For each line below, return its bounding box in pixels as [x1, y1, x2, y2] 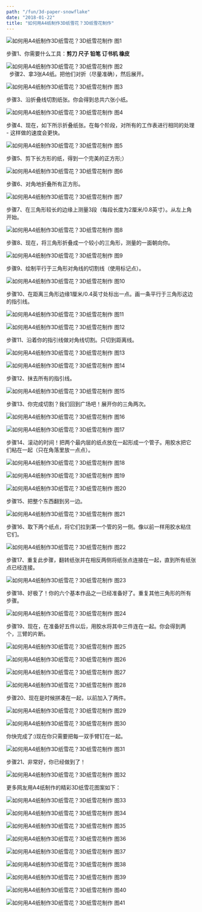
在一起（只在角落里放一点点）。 [16, 447, 93, 454]
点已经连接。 [6, 564, 38, 571]
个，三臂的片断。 [6, 631, 49, 638]
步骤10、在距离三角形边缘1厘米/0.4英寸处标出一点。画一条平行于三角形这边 [6, 291, 193, 298]
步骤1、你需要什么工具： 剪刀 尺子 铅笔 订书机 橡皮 [6, 50, 130, 57]
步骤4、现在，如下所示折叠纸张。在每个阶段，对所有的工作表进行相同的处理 [6, 122, 195, 129]
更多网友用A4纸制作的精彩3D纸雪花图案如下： [6, 784, 121, 791]
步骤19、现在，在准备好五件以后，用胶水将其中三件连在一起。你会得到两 [6, 623, 186, 630]
